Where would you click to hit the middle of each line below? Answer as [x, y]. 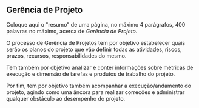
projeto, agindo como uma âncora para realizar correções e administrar [96, 92]
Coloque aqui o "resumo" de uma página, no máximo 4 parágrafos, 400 [96, 24]
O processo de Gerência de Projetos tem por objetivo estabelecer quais [96, 42]
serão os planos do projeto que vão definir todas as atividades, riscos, [94, 49]
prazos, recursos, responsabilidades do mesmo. [66, 56]
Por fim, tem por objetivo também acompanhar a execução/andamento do [99, 86]
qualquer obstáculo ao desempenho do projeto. [66, 98]
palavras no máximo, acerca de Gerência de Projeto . [72, 31]
